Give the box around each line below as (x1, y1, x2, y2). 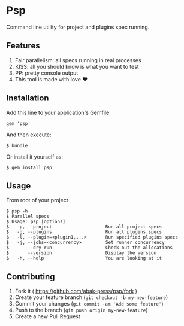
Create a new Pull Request (14, 313, 81, 320)
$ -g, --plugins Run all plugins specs (6, 229, 162, 235)
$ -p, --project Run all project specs (6, 224, 162, 230)
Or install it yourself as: (6, 153, 63, 160)
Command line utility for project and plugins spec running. (6, 23, 150, 31)
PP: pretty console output (14, 69, 79, 77)
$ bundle (6, 142, 28, 148)
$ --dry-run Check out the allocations (6, 245, 173, 251)
